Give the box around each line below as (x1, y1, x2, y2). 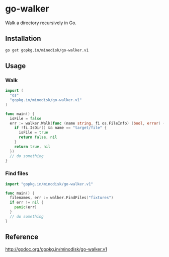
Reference (5, 233, 39, 241)
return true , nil (14, 144, 51, 149)
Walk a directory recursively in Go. (5, 20, 77, 26)
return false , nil (18, 135, 57, 140)
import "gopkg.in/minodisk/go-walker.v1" (5, 181, 94, 186)
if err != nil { (10, 200, 44, 205)
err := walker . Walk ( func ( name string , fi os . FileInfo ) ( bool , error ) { (10, 120, 165, 126)
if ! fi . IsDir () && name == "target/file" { (14, 125, 107, 131)
